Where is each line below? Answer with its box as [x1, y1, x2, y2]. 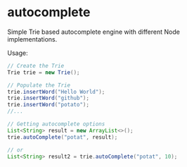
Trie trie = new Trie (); [7, 68, 80, 76]
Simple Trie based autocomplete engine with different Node [7, 27, 181, 36]
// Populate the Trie [7, 82, 71, 89]
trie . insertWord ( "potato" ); [7, 101, 90, 109]
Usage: [7, 49, 28, 57]
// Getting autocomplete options [7, 120, 105, 128]
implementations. [7, 35, 58, 43]
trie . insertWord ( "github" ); [7, 94, 90, 102]
